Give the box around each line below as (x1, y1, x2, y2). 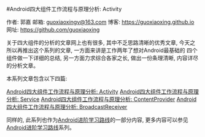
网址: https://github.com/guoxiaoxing (6, 26, 100, 33)
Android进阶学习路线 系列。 (6, 124, 75, 131)
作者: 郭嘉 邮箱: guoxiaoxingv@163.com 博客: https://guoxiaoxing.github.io (6, 18, 195, 26)
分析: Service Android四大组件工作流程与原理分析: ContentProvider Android (6, 95, 197, 103)
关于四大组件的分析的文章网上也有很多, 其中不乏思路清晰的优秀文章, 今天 (6, 39, 190, 46)
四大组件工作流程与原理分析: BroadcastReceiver (6, 103, 128, 110)
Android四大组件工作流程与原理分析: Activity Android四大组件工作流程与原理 (6, 88, 199, 95)
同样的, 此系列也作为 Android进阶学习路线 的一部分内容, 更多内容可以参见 (6, 116, 188, 124)
